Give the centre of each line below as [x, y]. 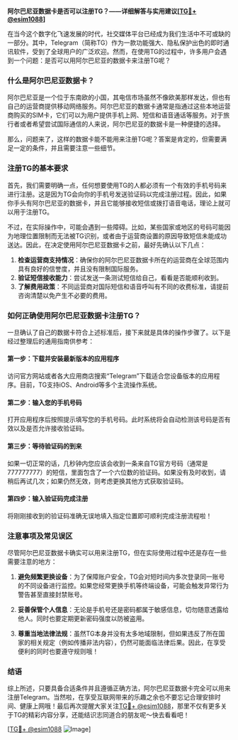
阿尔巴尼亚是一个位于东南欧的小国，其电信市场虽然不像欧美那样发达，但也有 [119, 97]
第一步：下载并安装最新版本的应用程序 [63, 359]
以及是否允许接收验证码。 [51, 429]
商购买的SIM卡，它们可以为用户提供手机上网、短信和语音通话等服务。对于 [115, 115]
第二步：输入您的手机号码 [45, 402]
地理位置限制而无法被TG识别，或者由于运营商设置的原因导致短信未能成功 [120, 236]
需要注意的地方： [32, 562]
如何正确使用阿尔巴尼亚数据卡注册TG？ [74, 316]
